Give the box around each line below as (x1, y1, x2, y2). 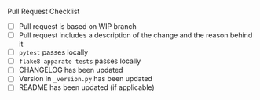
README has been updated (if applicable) (18, 83, 155, 92)
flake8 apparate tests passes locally (18, 56, 141, 66)
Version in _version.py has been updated (18, 74, 152, 84)
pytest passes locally (18, 48, 89, 57)
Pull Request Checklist (7, 7, 80, 16)
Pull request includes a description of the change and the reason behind (18, 30, 253, 40)
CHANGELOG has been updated (18, 66, 123, 75)
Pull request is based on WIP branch (18, 22, 137, 30)
